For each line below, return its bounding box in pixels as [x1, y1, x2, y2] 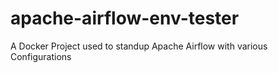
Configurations [10, 50, 72, 62]
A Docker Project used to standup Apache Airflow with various [10, 40, 268, 52]
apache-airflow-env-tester [10, 7, 240, 30]
